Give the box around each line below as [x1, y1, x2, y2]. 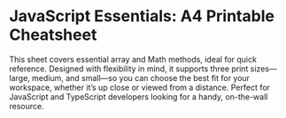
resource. [9, 100, 44, 111]
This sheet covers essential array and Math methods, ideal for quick [9, 54, 257, 64]
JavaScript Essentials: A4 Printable [9, 6, 274, 26]
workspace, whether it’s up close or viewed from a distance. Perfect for [9, 82, 270, 92]
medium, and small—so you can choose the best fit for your [32, 72, 251, 83]
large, [9, 72, 31, 83]
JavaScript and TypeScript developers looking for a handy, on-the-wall [9, 91, 268, 102]
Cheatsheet [9, 25, 97, 45]
